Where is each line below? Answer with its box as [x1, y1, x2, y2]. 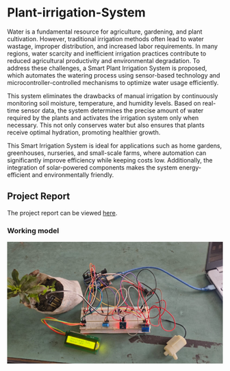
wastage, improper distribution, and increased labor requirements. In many [7, 42, 218, 50]
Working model [7, 226, 60, 235]
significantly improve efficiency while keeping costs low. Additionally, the [7, 156, 213, 164]
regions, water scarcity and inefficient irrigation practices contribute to [7, 49, 207, 58]
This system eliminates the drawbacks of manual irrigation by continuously [7, 91, 218, 100]
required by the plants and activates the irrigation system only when [7, 113, 199, 121]
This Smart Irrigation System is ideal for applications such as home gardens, [7, 141, 222, 149]
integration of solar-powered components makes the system [7, 163, 178, 171]
